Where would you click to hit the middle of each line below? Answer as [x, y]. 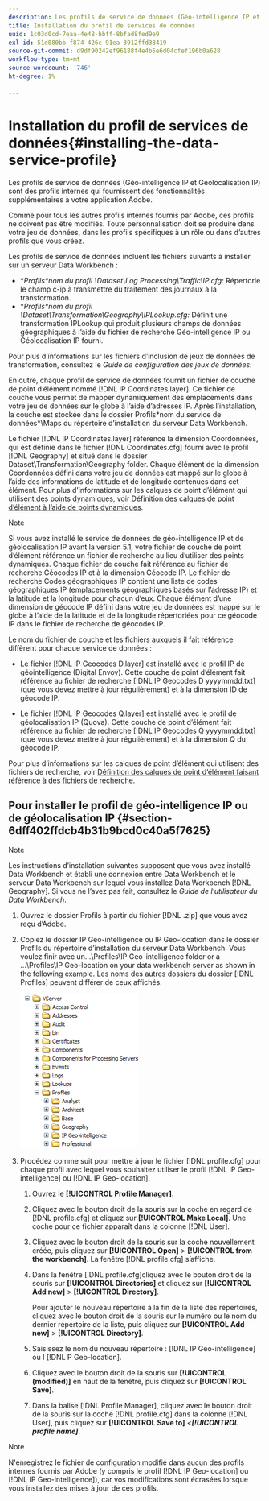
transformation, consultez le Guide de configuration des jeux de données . [130, 364]
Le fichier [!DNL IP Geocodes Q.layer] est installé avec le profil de [128, 713]
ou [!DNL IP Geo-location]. [107, 1178]
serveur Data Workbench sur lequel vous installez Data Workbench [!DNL [130, 883]
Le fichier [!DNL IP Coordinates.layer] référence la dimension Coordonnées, [133, 438]
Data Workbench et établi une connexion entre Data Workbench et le [122, 875]
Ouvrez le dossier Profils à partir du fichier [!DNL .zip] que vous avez [134, 916]
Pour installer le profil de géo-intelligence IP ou [128, 805]
